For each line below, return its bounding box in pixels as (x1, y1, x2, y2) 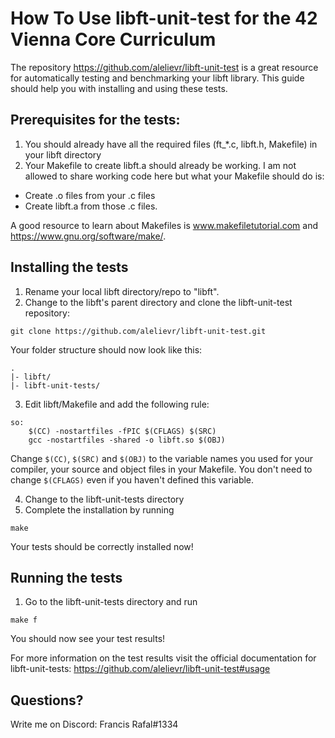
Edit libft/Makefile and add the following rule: (24, 398, 210, 410)
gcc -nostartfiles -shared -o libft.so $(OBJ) (28, 435, 226, 445)
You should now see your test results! (10, 633, 166, 645)
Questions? (10, 692, 84, 709)
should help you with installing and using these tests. (10, 82, 228, 94)
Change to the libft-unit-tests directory (24, 493, 185, 505)
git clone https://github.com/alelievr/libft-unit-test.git (10, 326, 267, 336)
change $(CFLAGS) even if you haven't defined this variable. (10, 473, 255, 486)
